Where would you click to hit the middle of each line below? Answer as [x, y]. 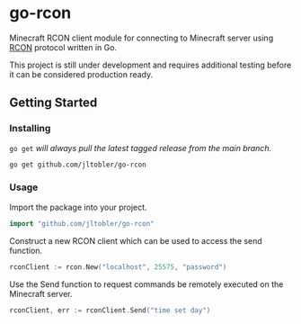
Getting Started [53, 103]
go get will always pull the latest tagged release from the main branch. [141, 148]
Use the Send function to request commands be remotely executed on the [146, 284]
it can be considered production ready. [81, 74]
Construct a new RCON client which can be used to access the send [136, 240]
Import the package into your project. [78, 207]
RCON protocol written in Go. [63, 47]
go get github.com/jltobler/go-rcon [78, 165]
